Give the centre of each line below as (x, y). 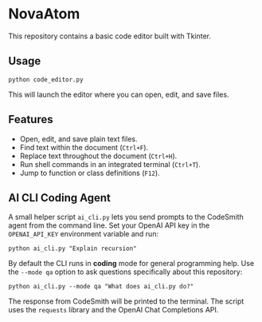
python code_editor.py (46, 80)
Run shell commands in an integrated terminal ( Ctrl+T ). (110, 164)
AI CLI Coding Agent (60, 198)
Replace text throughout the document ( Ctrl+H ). (98, 156)
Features (31, 119)
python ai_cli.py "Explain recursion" (72, 248)
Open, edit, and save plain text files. (78, 139)
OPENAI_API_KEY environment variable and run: (84, 234)
